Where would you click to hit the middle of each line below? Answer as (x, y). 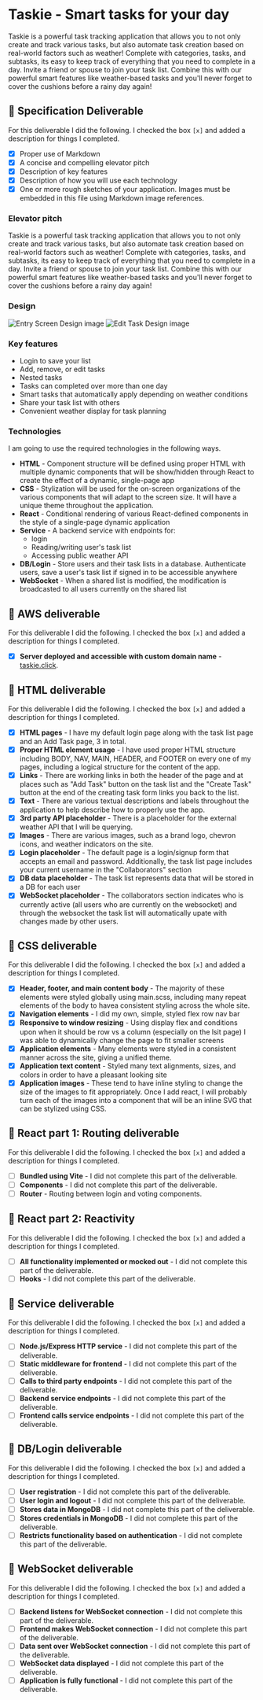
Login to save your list (55, 360)
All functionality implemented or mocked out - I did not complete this (133, 1261)
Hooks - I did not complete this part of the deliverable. (108, 1278)
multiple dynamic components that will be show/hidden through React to (137, 472)
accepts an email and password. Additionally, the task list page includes (136, 861)
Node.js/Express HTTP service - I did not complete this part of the (128, 1346)
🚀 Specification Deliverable (76, 111)
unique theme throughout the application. (87, 506)
